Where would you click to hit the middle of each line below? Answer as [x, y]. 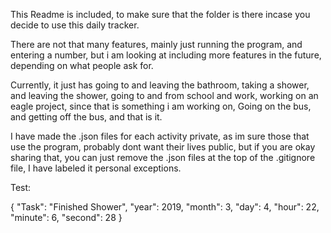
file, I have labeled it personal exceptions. [96, 168]
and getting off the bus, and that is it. [86, 117]
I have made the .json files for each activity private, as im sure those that [160, 136]
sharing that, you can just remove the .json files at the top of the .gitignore [163, 157]
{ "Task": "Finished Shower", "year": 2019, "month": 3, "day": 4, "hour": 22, [165, 207]
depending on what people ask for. [82, 65]
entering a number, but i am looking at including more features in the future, [166, 55]
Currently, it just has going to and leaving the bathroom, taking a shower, [160, 85]
